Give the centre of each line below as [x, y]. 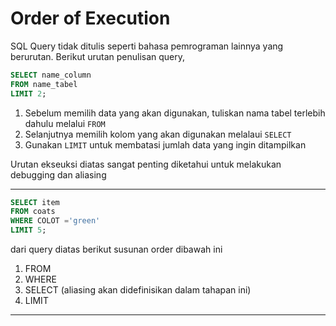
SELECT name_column [51, 75]
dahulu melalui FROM [65, 123]
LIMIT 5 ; [28, 230]
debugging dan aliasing [58, 174]
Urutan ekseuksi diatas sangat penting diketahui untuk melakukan [146, 164]
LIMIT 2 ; [28, 93]
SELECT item [35, 202]
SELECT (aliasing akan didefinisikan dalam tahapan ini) [138, 290]
